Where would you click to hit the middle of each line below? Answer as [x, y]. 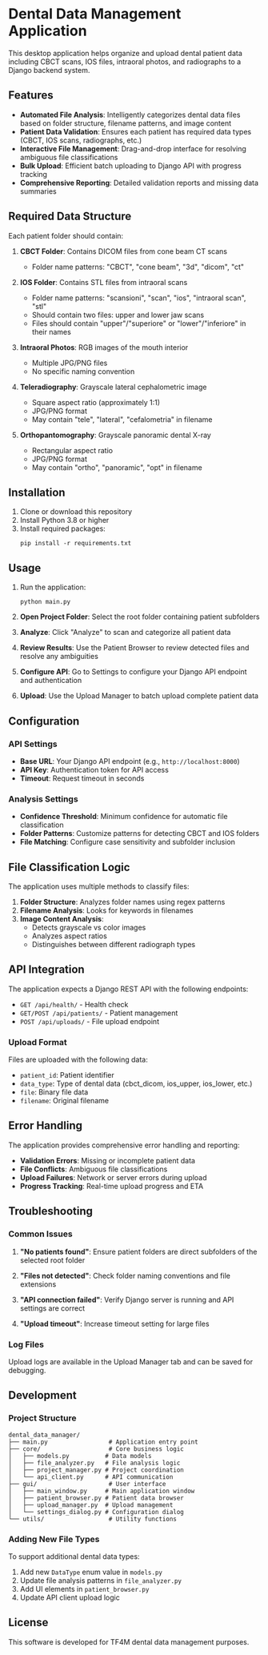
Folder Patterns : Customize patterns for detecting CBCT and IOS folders [140, 834]
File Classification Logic [69, 867]
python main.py [45, 602]
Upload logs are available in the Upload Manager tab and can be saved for [131, 1361]
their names [52, 331]
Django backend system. [49, 70]
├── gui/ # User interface [87, 1484]
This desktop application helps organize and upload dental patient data [125, 53]
